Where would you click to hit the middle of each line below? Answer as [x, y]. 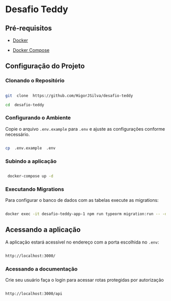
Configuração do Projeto [45, 66]
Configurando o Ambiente [38, 118]
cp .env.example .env [31, 148]
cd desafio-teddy [25, 105]
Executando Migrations [35, 189]
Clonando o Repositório [35, 81]
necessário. [18, 134]
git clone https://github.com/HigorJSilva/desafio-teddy [69, 96]
